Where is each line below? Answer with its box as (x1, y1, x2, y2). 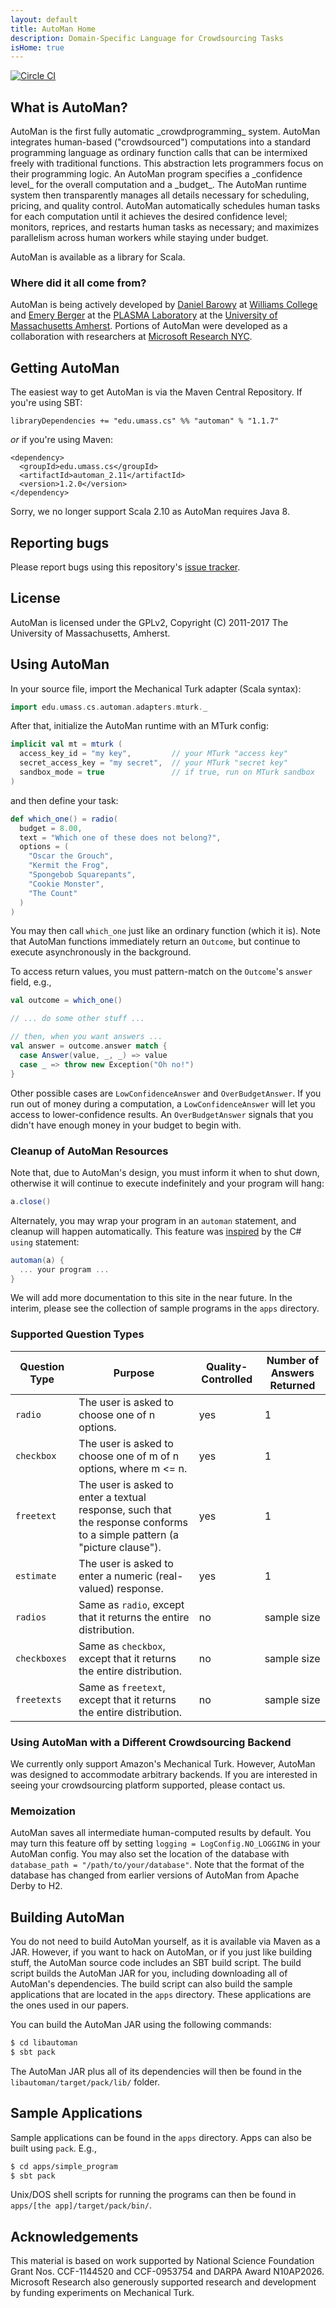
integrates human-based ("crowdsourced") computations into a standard (10, 136, 312, 148)
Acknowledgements (10, 2228, 139, 2245)
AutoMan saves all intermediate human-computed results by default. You (10, 1827, 312, 1839)
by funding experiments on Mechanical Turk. (10, 2287, 195, 2299)
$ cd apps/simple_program (10, 2161, 118, 2171)
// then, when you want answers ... (10, 1032, 163, 1042)
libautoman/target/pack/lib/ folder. (10, 2076, 160, 2088)
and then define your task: (10, 794, 119, 806)
